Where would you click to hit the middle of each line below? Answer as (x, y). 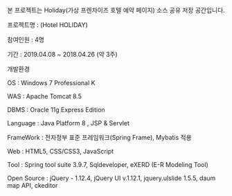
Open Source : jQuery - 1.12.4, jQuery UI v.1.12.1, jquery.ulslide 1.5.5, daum (111, 178)
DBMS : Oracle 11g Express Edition (56, 110)
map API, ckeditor (33, 185)
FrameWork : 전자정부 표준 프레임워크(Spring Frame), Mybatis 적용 (99, 137)
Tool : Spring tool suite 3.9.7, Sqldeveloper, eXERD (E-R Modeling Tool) (108, 164)
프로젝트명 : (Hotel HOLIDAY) (47, 25)
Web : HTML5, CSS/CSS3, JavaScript (61, 151)
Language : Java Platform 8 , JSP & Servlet (69, 123)
